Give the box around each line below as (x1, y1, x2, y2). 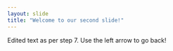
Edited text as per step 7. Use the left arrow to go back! (7, 36, 167, 44)
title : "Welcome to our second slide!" (7, 17, 124, 24)
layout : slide (7, 10, 49, 17)
